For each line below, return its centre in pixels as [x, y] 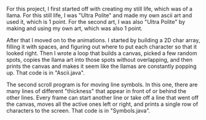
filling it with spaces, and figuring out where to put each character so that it [101, 47]
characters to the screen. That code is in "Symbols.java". [78, 111]
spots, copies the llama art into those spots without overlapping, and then [99, 60]
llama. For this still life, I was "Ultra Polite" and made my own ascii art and [99, 15]
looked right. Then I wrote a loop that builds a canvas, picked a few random [102, 53]
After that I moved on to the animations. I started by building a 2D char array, [103, 40]
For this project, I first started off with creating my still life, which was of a [99, 9]
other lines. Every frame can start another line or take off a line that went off [102, 98]
